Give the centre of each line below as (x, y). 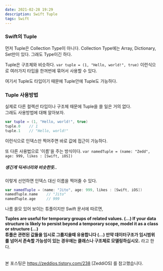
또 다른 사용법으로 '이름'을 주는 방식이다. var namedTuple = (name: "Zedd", (78, 151)
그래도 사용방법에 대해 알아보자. (35, 112)
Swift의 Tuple (21, 37)
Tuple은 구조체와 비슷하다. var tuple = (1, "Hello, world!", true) (72, 64)
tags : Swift (17, 19)
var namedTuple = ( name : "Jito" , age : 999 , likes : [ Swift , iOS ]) (74, 190)
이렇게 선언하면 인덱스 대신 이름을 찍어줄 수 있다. (51, 180)
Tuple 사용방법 (22, 95)
